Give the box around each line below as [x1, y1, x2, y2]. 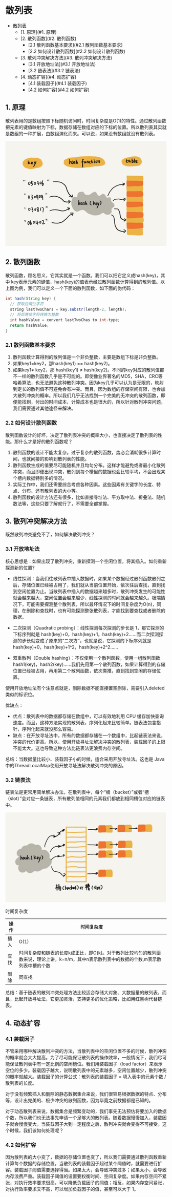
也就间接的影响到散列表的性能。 [21, 455, 90, 461]
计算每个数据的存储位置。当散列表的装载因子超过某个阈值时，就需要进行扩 [5, 1161, 162, 1167]
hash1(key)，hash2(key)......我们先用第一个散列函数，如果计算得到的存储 [12, 661, 165, 667]
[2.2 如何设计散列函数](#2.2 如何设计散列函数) [28, 48, 125, 54]
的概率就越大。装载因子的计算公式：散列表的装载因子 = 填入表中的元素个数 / [5, 1074, 166, 1080]
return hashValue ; [10, 323, 50, 328]
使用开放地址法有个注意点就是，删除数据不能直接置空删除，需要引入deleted [5, 685, 165, 691]
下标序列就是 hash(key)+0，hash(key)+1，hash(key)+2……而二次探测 [12, 631, 159, 637]
